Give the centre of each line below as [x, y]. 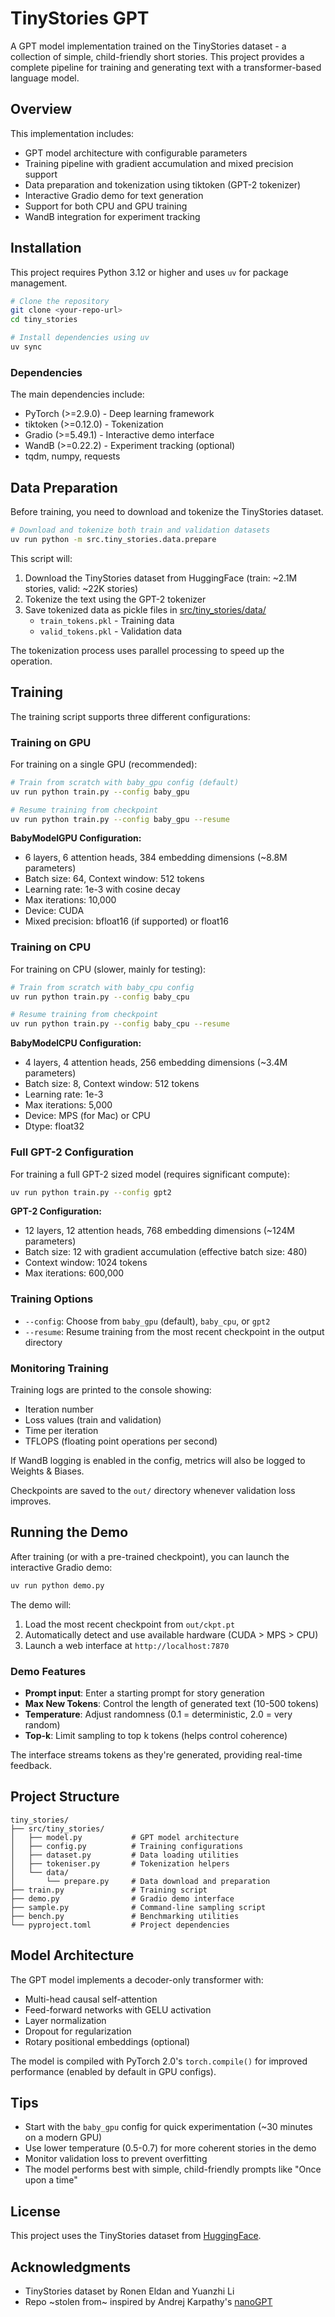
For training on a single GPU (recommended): [104, 764]
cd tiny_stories [44, 320]
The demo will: [41, 1604]
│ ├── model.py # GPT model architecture [125, 1837]
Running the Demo [69, 1532]
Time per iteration [61, 1430]
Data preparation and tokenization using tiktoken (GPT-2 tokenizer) [163, 184]
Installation [46, 248]
